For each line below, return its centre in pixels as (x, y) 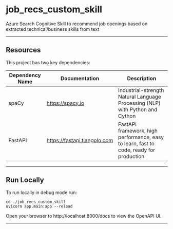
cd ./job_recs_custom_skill (36, 202)
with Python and (138, 109)
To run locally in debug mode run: (42, 192)
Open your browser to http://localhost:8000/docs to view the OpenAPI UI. (84, 216)
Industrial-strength (141, 90)
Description (142, 78)
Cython (127, 116)
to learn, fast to (136, 143)
